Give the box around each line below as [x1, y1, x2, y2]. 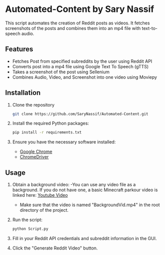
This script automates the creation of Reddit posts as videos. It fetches [5, 20, 150, 26]
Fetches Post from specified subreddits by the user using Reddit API [12, 58, 153, 64]
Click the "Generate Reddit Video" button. [12, 245, 98, 251]
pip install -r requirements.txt [12, 130, 82, 135]
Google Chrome [19, 148, 53, 155]
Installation [5, 89, 41, 97]
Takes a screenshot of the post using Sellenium [12, 69, 110, 75]
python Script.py [12, 227, 49, 232]
